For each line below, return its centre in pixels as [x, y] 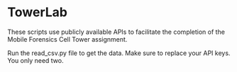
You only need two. [35, 60]
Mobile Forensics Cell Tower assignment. [67, 39]
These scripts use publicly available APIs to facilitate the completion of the [116, 32]
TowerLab [37, 12]
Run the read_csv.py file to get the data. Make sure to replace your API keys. [119, 53]
